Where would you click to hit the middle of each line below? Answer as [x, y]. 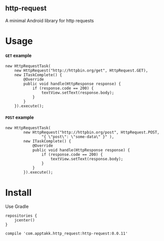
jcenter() [25, 220]
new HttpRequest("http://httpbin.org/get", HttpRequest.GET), [81, 71]
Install [18, 193]
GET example [18, 55]
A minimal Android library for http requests [50, 20]
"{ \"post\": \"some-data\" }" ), [78, 137]
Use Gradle [17, 206]
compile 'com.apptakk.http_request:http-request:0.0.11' [67, 234]
